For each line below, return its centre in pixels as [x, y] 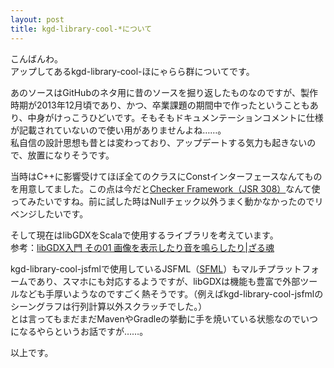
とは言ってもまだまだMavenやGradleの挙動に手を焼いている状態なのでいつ [164, 318]
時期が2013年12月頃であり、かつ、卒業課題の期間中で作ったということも [160, 105]
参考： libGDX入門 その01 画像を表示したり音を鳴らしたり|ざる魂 [142, 247]
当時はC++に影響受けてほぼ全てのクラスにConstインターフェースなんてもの [166, 176]
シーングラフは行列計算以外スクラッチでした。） [109, 306]
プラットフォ [293, 268]
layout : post [37, 19]
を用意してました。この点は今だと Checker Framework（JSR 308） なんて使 [165, 188]
